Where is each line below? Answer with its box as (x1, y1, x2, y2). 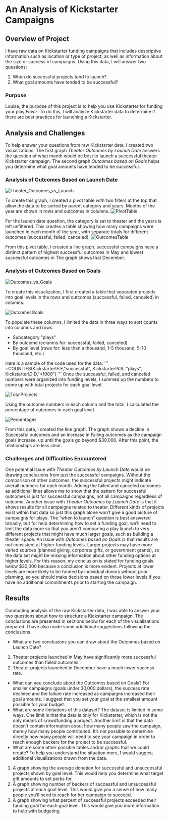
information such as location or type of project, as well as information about (5, 53, 163, 59)
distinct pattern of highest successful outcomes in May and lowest (5, 249, 144, 255)
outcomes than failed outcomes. (12, 659, 80, 665)
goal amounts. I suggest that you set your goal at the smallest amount (12, 696, 158, 702)
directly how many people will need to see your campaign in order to (12, 734, 155, 740)
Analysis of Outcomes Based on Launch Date (5, 176, 118, 183)
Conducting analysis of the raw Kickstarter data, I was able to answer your (5, 607, 160, 613)
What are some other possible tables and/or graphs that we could (12, 744, 149, 750)
